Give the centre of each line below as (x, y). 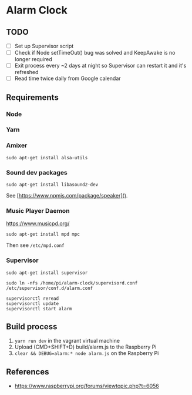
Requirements (32, 97)
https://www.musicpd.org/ (38, 223)
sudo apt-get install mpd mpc (43, 235)
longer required (33, 59)
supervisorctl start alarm (39, 309)
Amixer (17, 146)
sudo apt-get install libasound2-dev (52, 185)
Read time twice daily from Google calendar (68, 78)
